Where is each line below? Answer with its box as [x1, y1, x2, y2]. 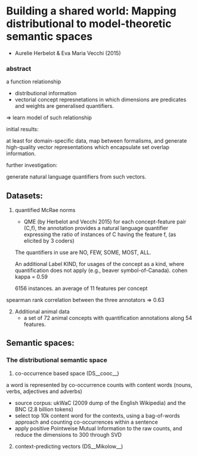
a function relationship [6, 78, 61, 85]
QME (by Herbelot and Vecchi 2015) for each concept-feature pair [23, 218, 187, 225]
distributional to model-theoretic [6, 17, 172, 31]
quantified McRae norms [14, 207, 76, 214]
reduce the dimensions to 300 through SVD [14, 431, 122, 438]
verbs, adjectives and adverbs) [6, 388, 82, 395]
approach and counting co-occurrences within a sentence [14, 418, 158, 425]
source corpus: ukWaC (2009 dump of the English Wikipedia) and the [14, 399, 186, 406]
